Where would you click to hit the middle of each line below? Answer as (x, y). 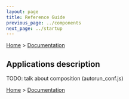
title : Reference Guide (36, 17)
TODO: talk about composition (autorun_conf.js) (65, 79)
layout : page (22, 12)
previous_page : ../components (44, 23)
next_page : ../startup (34, 28)
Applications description (53, 64)
